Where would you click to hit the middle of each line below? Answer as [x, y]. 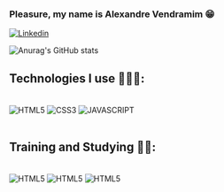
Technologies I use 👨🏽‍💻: [77, 78]
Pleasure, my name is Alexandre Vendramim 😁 [112, 14]
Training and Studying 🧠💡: [83, 147]
